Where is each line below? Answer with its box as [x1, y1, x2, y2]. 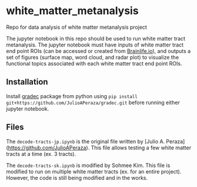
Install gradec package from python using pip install [6, 92, 138, 99]
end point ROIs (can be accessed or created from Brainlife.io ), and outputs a [6, 47, 191, 54]
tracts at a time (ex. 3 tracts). [6, 150, 76, 157]
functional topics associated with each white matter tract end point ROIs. [6, 60, 182, 67]
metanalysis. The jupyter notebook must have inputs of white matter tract [6, 41, 184, 48]
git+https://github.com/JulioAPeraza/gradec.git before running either [6, 99, 181, 106]
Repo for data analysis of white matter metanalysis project [6, 24, 147, 31]
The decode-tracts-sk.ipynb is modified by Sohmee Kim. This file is [6, 162, 171, 169]
